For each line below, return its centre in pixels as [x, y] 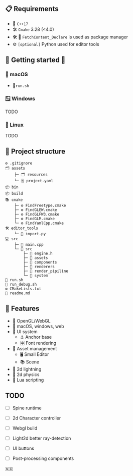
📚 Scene [29, 362]
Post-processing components [43, 458]
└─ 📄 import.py [30, 234]
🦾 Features [22, 309]
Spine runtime [27, 408]
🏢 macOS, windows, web [38, 326]
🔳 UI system [25, 331]
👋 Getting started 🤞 [35, 60]
